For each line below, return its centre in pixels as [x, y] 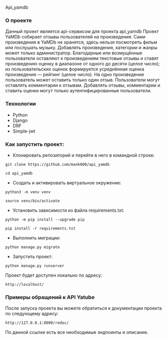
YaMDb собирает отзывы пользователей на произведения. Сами [75, 37]
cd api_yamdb [19, 173]
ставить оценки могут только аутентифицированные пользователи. [78, 91]
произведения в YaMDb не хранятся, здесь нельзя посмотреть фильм [81, 42]
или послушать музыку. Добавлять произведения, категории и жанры [81, 48]
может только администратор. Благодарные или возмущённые [74, 53]
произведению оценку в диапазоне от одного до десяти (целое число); [83, 64]
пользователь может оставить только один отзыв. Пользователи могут [82, 80]
